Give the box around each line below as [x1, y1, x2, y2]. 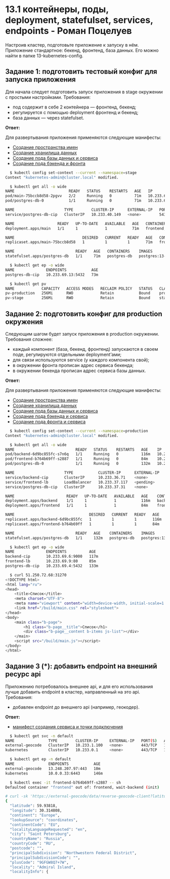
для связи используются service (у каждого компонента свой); [12, 356, 150, 363]
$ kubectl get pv [10, 281, 47, 286]
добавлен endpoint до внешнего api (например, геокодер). [12, 704, 140, 710]
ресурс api [5, 670, 41, 679]
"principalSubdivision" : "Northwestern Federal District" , [10, 850, 137, 855]
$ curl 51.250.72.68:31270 [10, 572, 67, 577]
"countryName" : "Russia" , [10, 836, 65, 841]
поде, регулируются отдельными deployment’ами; [12, 351, 121, 357]
